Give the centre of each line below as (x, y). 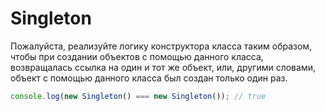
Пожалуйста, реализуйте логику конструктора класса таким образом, (161, 46)
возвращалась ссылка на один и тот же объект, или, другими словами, (163, 67)
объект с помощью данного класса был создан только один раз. (149, 78)
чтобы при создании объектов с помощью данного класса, (137, 56)
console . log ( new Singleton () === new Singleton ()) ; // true (138, 96)
